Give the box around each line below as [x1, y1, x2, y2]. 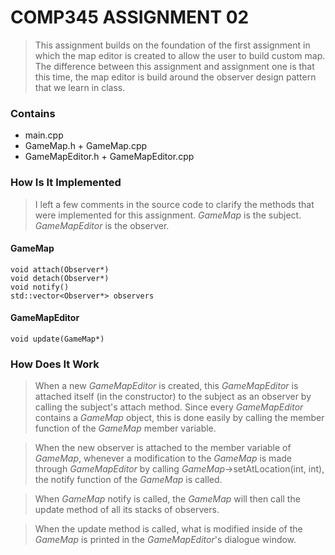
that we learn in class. [34, 81, 126, 93]
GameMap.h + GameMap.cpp [24, 140, 148, 152]
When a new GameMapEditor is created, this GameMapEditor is [34, 380, 299, 392]
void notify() [10, 282, 70, 292]
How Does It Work [10, 357, 100, 371]
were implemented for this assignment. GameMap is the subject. [34, 209, 302, 221]
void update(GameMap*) [10, 334, 105, 344]
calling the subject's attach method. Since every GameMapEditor [34, 401, 304, 413]
